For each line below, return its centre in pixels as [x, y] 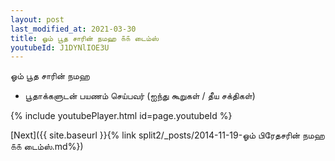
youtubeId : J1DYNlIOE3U [60, 47]
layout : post [37, 19]
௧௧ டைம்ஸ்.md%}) [47, 147]
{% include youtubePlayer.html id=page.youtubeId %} [121, 116]
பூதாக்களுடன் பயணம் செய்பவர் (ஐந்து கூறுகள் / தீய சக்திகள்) [140, 96]
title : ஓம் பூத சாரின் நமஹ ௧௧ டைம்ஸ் [84, 38]
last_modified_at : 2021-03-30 [73, 29]
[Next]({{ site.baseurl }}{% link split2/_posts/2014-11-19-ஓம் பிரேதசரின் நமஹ [167, 135]
